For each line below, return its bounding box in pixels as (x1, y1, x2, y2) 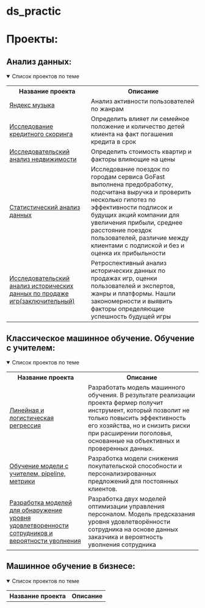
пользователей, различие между (90, 234, 189, 242)
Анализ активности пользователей (90, 97, 195, 106)
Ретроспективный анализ (90, 259, 167, 267)
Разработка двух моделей (88, 494, 167, 503)
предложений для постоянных (88, 477, 179, 485)
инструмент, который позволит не (88, 406, 190, 414)
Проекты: (6, 32, 59, 46)
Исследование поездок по (90, 165, 170, 173)
